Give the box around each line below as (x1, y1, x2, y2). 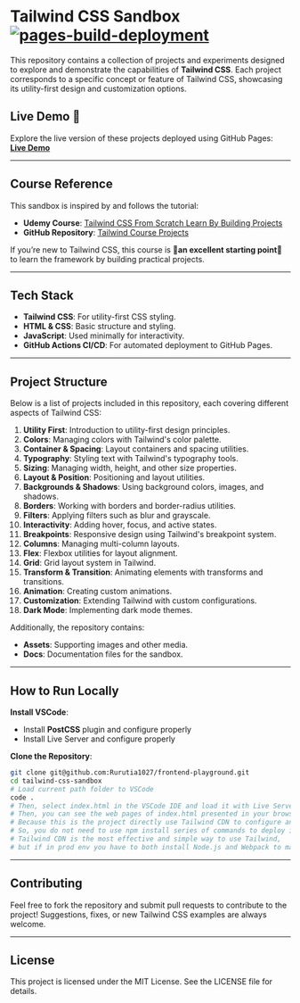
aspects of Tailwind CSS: (10, 408, 101, 419)
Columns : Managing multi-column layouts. (22, 538, 181, 550)
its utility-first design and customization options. (10, 83, 187, 94)
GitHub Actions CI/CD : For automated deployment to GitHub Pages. (22, 340, 273, 351)
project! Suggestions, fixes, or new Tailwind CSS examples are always (10, 908, 267, 920)
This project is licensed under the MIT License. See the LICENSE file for (10, 976, 273, 987)
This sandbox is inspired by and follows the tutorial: (10, 200, 199, 211)
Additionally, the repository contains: (10, 622, 145, 633)
